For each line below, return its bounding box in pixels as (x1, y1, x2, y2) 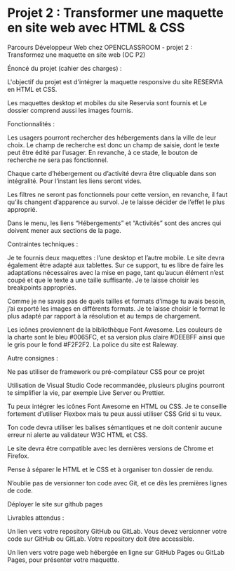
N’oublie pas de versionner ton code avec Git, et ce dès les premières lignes (7, 478, 228, 487)
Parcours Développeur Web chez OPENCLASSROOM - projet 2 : (7, 43, 193, 51)
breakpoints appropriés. (7, 283, 77, 292)
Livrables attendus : (7, 513, 65, 522)
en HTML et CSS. (7, 85, 58, 93)
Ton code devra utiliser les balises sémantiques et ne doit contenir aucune (7, 423, 222, 431)
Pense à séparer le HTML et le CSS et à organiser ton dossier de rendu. (7, 465, 214, 473)
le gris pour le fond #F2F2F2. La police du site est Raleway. (7, 340, 179, 349)
